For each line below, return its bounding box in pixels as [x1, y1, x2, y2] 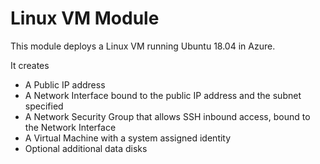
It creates [10, 59, 50, 71]
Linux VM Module [10, 7, 160, 30]
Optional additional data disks [24, 142, 148, 154]
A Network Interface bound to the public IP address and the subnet [24, 89, 302, 101]
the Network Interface [24, 121, 117, 133]
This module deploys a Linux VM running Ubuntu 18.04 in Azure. [10, 40, 276, 52]
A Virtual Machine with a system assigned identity [24, 132, 232, 144]
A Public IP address [24, 78, 106, 91]
